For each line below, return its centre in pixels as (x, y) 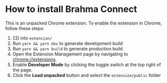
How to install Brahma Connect (71, 9)
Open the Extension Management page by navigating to (70, 54)
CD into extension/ (32, 38)
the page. (22, 70)
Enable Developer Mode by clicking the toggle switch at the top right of (87, 64)
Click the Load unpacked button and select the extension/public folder (87, 75)
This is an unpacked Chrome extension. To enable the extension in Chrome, (83, 23)
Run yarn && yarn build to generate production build (68, 48)
